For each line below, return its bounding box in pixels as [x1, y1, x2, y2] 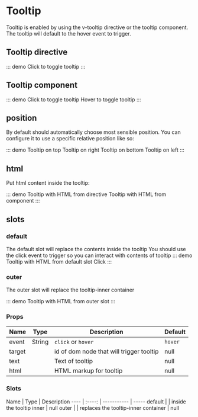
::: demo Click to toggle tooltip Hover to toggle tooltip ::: [6, 96, 141, 103]
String [31, 338, 49, 346]
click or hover [54, 338, 94, 346]
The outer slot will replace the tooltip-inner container [6, 286, 135, 294]
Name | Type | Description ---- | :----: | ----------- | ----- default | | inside [6, 398, 186, 405]
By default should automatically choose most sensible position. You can [6, 129, 181, 136]
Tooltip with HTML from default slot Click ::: [6, 258, 112, 265]
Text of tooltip [54, 357, 93, 365]
